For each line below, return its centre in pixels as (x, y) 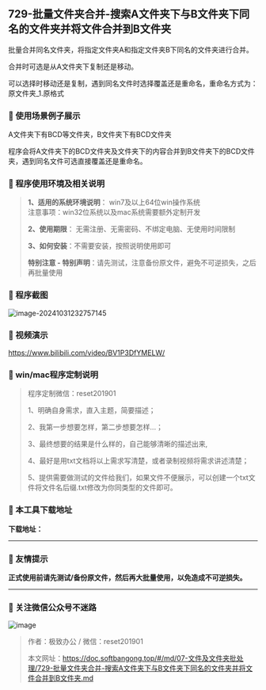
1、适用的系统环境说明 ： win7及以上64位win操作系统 (114, 202)
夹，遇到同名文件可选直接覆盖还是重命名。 (78, 162)
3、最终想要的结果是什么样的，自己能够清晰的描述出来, (118, 444)
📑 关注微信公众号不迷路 (53, 607)
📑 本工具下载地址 (40, 510)
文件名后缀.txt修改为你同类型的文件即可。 (109, 488)
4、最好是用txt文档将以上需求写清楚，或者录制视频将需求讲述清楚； (138, 461)
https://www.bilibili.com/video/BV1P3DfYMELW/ (87, 353)
